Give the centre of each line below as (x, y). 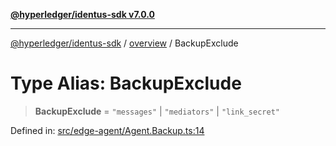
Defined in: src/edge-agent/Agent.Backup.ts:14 (107, 130)
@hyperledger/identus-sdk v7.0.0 (82, 14)
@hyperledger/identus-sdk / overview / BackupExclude (124, 43)
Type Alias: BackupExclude (126, 83)
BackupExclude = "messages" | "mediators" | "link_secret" (157, 111)
